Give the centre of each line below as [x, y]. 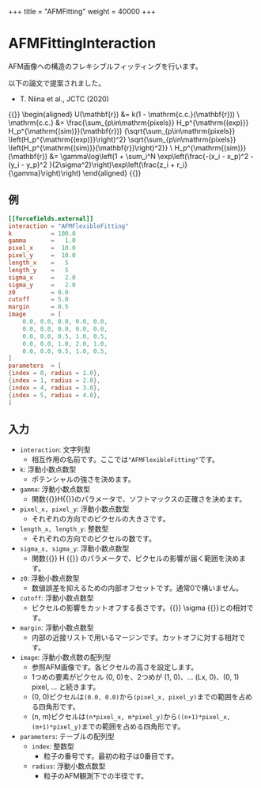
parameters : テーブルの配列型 [67, 737]
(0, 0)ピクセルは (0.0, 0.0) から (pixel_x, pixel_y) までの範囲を [135, 697]
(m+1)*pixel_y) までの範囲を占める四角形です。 [108, 726]
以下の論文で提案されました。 [57, 83]
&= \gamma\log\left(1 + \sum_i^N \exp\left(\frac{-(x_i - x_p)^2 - [152, 156]
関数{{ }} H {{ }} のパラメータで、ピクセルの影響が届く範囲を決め [135, 559]
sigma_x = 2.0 [42, 277]
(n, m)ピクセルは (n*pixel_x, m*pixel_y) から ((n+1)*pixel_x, [131, 717]
